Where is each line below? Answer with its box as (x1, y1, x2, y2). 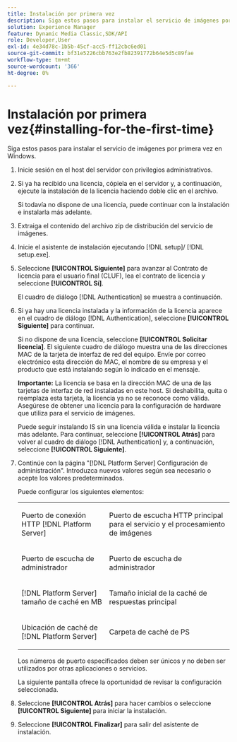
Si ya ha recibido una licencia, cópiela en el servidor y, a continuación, (17, 179, 222, 188)
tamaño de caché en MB (20, 597, 102, 607)
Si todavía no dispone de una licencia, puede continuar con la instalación (17, 201, 230, 209)
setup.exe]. (17, 250, 51, 259)
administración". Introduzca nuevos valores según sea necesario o (17, 466, 212, 475)
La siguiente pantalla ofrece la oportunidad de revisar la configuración (17, 678, 222, 686)
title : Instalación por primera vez (7, 10, 115, 18)
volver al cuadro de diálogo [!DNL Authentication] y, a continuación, (17, 437, 215, 446)
